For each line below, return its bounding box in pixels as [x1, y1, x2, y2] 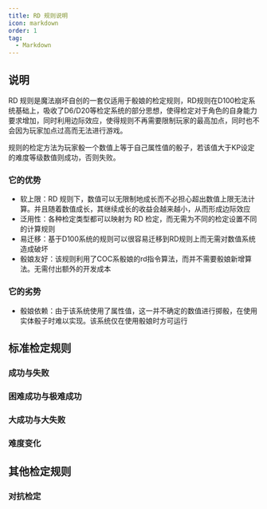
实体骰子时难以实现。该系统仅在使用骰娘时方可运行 [19, 316, 188, 325]
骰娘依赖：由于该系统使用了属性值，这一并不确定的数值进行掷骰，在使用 [19, 305, 257, 316]
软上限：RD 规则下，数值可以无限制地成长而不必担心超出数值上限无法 [19, 194, 249, 204]
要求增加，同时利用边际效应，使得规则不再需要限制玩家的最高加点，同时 [8, 115, 245, 125]
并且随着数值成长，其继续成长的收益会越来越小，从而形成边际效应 [33, 205, 251, 214]
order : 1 [8, 26, 37, 34]
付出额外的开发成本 [47, 264, 112, 274]
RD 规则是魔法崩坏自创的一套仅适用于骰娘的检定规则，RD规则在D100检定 [8, 95, 249, 105]
